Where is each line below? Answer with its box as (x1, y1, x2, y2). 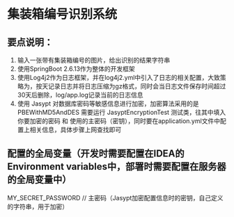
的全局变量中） (7, 174, 72, 186)
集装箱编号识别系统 (7, 6, 118, 22)
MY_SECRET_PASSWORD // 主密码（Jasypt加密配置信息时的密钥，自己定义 (7, 193, 224, 202)
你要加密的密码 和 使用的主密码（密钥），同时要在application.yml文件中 (17, 117, 221, 125)
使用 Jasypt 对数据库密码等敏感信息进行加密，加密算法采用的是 (17, 99, 199, 108)
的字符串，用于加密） (7, 202, 68, 211)
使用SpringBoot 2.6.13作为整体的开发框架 (17, 65, 136, 73)
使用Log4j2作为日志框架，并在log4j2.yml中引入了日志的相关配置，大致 (17, 74, 221, 81)
